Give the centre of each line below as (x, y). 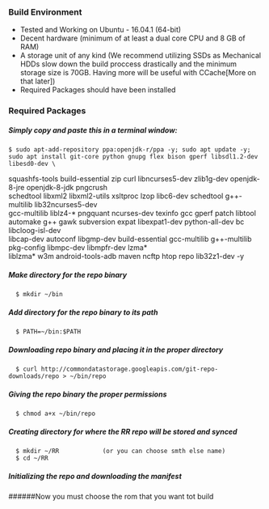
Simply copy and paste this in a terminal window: (93, 130)
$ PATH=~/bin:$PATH (48, 332)
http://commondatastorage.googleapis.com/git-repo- (130, 369)
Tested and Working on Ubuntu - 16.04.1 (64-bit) (101, 30)
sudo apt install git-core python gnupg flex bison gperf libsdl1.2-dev (133, 157)
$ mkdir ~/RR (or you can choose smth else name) (121, 452)
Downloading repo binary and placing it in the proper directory (116, 350)
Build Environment (45, 12)
